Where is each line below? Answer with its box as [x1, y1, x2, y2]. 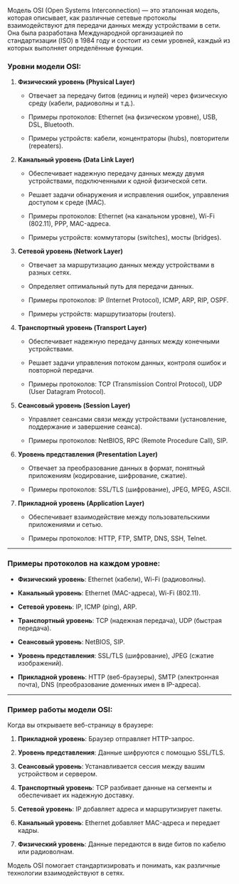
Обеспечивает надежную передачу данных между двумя [28, 169, 205, 178]
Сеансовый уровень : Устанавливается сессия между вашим [17, 762, 205, 770]
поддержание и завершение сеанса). [28, 422, 142, 431]
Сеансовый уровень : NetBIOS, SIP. [17, 637, 125, 646]
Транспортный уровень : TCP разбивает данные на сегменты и [17, 783, 212, 792]
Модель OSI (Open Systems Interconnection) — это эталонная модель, [7, 6, 221, 14]
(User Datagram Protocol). [28, 388, 106, 396]
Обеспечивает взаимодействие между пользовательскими [28, 513, 210, 521]
